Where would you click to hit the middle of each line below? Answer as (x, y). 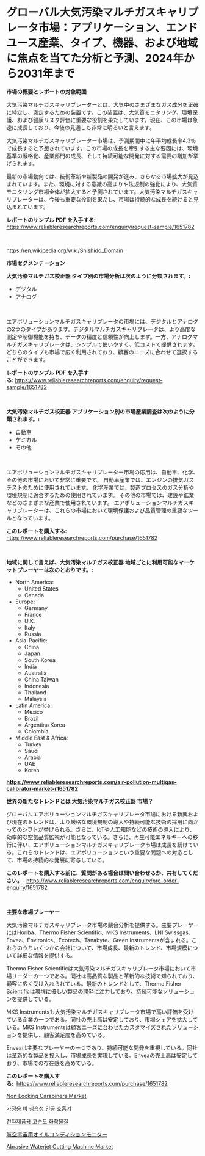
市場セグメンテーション (36, 263)
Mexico (34, 711)
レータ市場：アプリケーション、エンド (102, 28)
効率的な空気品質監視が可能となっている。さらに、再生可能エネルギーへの (100, 837)
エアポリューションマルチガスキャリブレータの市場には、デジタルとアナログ (103, 321)
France (33, 614)
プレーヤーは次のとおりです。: (55, 570)
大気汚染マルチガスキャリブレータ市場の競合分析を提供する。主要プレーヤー (103, 925)
